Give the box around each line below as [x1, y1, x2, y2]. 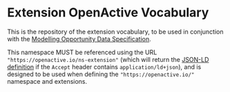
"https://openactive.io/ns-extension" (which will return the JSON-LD [7, 55, 209, 63]
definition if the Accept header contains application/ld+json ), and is [7, 62, 202, 71]
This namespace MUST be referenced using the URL [7, 48, 157, 56]
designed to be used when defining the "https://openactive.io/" [7, 70, 195, 78]
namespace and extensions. [7, 77, 88, 85]
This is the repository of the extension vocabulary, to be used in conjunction [7, 27, 224, 36]
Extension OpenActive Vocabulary [7, 5, 209, 21]
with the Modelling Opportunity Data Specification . [7, 34, 152, 43]
